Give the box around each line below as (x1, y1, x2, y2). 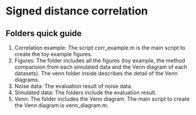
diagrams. (14, 76, 40, 83)
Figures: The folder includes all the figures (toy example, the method (14, 57, 186, 64)
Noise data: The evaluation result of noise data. (14, 82, 132, 90)
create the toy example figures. (14, 51, 93, 58)
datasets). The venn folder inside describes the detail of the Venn (14, 70, 178, 76)
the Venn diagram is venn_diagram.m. (14, 102, 109, 109)
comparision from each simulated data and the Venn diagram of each (14, 63, 188, 70)
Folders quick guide (5, 28, 82, 39)
